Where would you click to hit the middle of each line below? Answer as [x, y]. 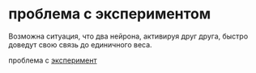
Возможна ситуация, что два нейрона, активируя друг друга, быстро [128, 36]
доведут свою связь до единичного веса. [80, 44]
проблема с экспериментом [110, 14]
